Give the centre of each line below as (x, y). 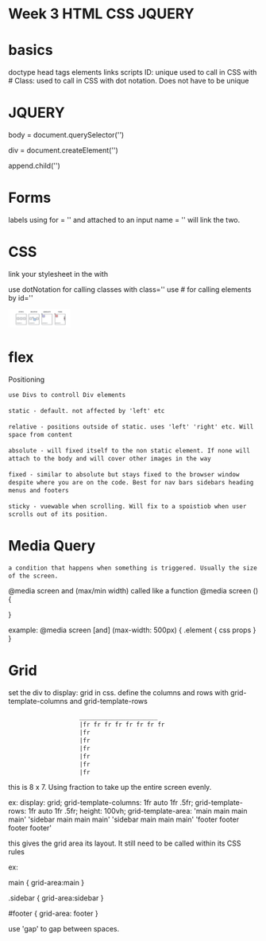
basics (31, 51)
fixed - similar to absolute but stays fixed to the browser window (124, 474)
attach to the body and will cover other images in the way (110, 458)
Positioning (27, 379)
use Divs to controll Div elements (67, 395)
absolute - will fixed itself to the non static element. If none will (129, 450)
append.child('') (35, 166)
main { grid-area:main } (46, 882)
